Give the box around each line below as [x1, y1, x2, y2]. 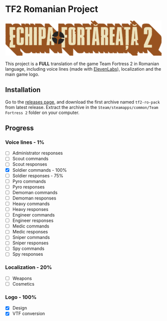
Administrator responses [12, 150, 63, 156]
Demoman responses [12, 195, 56, 201]
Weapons [12, 275, 32, 281]
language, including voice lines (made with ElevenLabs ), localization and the [5, 66, 162, 72]
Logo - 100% [5, 294, 37, 301]
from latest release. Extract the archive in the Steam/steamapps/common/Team [5, 104, 159, 110]
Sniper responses [12, 240, 49, 246]
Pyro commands [12, 178, 46, 184]
